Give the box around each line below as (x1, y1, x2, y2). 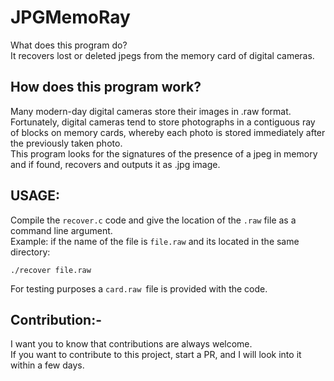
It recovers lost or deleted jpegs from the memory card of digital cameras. (10, 49, 315, 61)
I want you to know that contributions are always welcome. (10, 338, 253, 350)
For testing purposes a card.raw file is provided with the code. (10, 282, 268, 295)
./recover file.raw (10, 265, 92, 275)
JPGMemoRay (10, 6, 131, 29)
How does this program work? (10, 79, 202, 96)
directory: (10, 246, 51, 258)
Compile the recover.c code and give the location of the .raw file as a (10, 214, 297, 226)
